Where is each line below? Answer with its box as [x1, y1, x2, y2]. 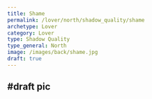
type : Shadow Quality [7, 36, 70, 43]
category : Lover [7, 29, 54, 37]
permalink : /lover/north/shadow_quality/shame [7, 17, 145, 24]
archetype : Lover [7, 23, 58, 30]
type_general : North [7, 42, 68, 49]
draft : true [7, 55, 42, 62]
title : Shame [7, 10, 45, 17]
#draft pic [7, 81, 51, 93]
